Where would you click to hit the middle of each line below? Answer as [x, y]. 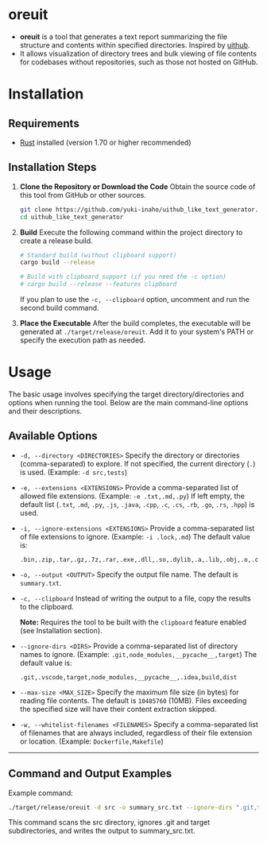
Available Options [53, 436]
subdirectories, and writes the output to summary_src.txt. [102, 831]
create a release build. [56, 241]
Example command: [41, 793]
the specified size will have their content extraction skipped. [118, 709]
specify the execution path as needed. [82, 340]
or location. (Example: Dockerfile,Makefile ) [92, 741]
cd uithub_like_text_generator [72, 217]
